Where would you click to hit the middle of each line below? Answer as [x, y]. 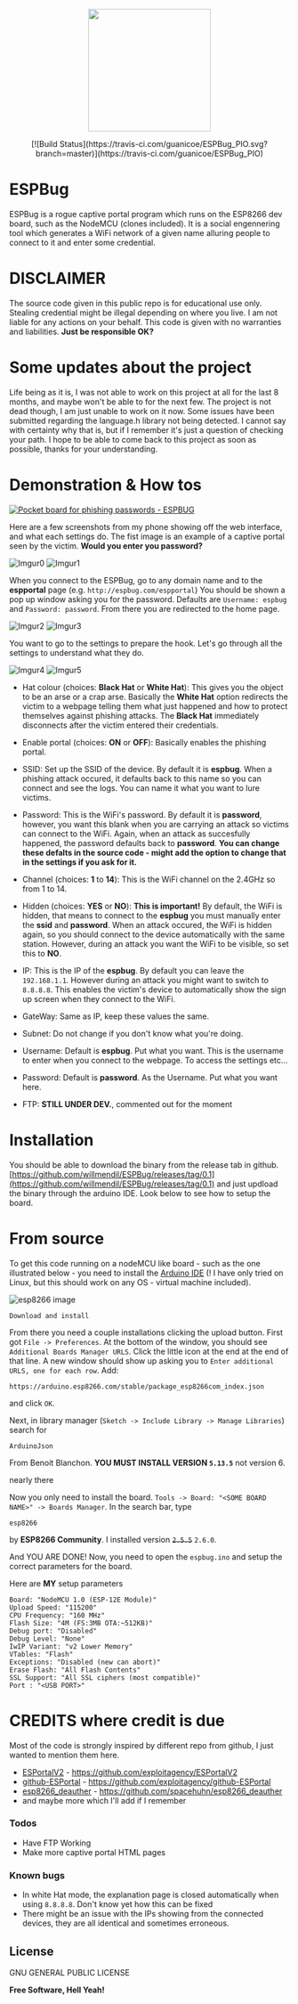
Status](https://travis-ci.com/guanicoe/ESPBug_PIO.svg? [164, 144]
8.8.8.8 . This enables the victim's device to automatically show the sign [154, 990]
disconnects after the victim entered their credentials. [120, 725]
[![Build [44, 144]
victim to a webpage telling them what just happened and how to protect [155, 706]
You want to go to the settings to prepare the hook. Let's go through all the [146, 643]
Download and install [49, 1316]
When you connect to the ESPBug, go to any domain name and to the [136, 580]
